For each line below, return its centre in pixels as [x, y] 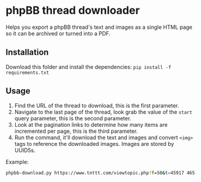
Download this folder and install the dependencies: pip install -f [88, 67]
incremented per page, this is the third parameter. [76, 131]
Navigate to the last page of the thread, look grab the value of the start [103, 112]
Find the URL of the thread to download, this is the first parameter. [97, 105]
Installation [27, 53]
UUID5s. [25, 150]
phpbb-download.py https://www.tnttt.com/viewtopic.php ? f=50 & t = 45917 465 [101, 173]
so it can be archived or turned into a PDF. [58, 33]
